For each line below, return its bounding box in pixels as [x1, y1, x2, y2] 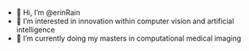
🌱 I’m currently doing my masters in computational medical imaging [15, 33, 242, 43]
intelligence [15, 25, 55, 34]
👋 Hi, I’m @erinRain [15, 8, 81, 17]
